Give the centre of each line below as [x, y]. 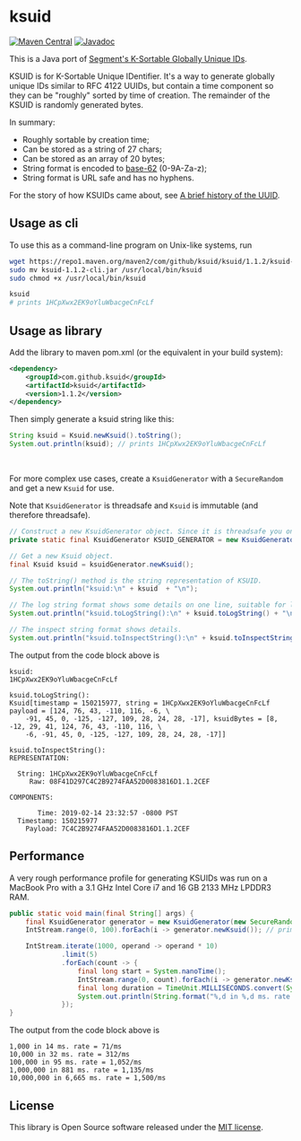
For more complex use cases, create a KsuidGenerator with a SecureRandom [146, 478]
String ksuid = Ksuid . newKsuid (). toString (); [95, 436]
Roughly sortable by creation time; [86, 139]
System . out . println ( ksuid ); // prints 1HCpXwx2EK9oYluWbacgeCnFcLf [138, 444]
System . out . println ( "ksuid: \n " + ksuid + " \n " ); [104, 589]
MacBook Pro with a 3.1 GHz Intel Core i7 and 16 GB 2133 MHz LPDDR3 [140, 887]
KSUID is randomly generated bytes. [76, 104]
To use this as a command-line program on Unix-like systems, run [131, 245]
